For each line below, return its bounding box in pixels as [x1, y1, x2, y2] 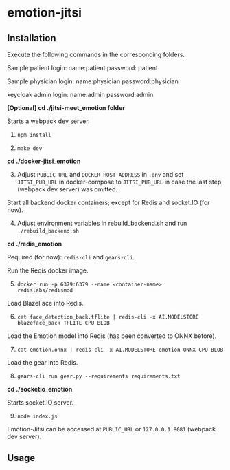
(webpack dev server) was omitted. [16, 185, 118, 193]
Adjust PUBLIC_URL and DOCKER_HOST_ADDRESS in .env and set [16, 171, 184, 178]
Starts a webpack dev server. [7, 117, 91, 125]
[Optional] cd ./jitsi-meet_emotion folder [7, 104, 126, 111]
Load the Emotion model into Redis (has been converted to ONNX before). [7, 332, 217, 340]
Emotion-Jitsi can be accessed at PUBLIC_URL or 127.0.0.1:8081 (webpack [7, 425, 216, 433]
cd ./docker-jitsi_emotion [7, 157, 81, 165]
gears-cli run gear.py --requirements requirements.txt [16, 373, 181, 380]
